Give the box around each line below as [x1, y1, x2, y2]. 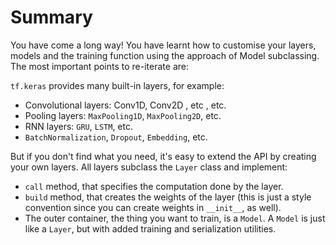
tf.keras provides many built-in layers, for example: [10, 79, 225, 91]
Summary [10, 6, 93, 29]
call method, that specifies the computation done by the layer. [24, 180, 284, 192]
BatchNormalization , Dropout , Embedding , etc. [24, 131, 208, 143]
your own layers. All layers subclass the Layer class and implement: [10, 161, 288, 173]
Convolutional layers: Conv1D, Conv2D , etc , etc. [24, 99, 227, 111]
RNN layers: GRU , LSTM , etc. [24, 120, 133, 132]
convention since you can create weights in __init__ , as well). [24, 201, 282, 213]
